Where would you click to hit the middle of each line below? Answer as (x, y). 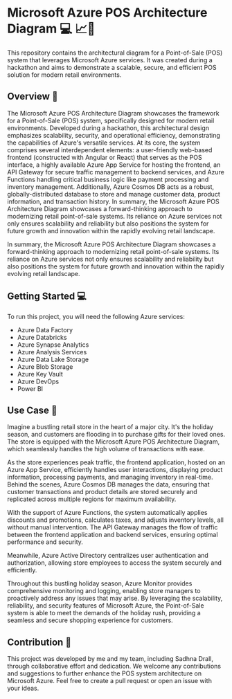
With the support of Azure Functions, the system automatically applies (107, 513)
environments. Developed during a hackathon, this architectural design (108, 128)
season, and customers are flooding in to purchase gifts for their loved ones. (116, 435)
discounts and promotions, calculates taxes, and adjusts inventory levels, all (115, 520)
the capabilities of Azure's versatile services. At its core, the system (104, 143)
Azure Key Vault (40, 374)
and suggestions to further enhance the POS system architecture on (105, 673)
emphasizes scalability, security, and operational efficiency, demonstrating (114, 135)
